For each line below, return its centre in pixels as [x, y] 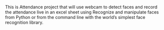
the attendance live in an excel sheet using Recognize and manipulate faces [82, 12]
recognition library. [24, 22]
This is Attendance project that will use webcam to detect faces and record [81, 7]
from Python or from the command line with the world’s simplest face [75, 17]
